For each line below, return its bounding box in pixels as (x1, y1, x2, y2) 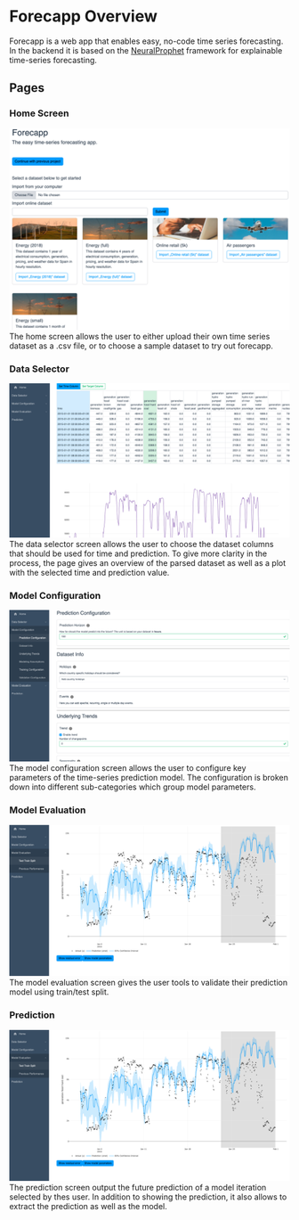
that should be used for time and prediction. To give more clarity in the (9, 548, 268, 559)
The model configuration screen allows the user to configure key (9, 763, 246, 774)
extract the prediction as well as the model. (9, 1201, 167, 1212)
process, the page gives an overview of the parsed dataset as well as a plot (9, 557, 287, 568)
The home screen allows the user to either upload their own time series (9, 331, 271, 341)
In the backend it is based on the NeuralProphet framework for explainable (9, 45, 283, 55)
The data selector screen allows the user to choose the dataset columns (9, 538, 274, 549)
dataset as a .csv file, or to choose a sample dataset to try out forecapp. (9, 340, 274, 351)
